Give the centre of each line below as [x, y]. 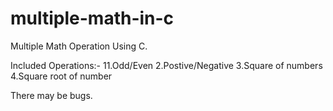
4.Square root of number [61, 76]
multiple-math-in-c [92, 18]
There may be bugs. [51, 95]
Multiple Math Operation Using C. [79, 46]
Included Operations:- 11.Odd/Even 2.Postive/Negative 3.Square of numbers [166, 65]
